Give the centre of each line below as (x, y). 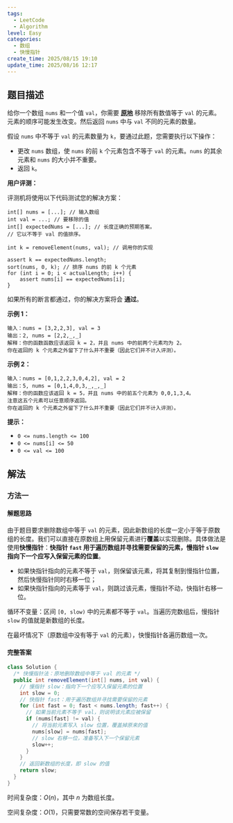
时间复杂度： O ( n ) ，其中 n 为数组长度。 (63, 797)
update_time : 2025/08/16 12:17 (52, 65)
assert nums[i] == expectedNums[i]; (73, 279)
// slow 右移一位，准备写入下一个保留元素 (86, 738)
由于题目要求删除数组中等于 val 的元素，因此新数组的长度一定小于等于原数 (114, 530)
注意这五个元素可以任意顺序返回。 (49, 401)
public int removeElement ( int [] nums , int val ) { (86, 680)
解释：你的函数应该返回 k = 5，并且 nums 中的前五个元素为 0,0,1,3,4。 (101, 393)
